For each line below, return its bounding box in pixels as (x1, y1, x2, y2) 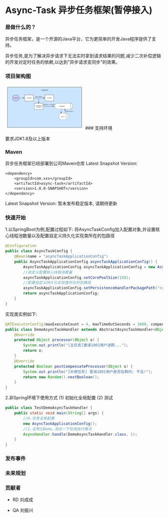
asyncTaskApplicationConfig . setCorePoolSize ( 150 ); (23, 275, 131, 280)
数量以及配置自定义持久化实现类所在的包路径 (22, 233, 115, 239)
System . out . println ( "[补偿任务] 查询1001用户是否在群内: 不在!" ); (23, 369, 153, 374)
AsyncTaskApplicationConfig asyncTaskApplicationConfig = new (23, 264, 155, 269)
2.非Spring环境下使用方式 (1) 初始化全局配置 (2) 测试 (5, 395, 113, 401)
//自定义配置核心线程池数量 (23, 270, 72, 275)
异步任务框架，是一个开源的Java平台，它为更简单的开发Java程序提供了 (5, 36, 152, 42)
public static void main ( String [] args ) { (14, 411, 104, 416)
